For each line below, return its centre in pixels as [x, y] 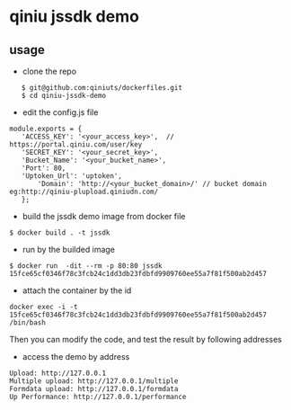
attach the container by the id [77, 290]
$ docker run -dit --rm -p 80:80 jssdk [86, 266]
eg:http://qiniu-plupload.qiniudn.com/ [84, 192]
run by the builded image [68, 250]
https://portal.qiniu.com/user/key [76, 145]
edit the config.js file [60, 112]
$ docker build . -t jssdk [60, 233]
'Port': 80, [44, 168]
